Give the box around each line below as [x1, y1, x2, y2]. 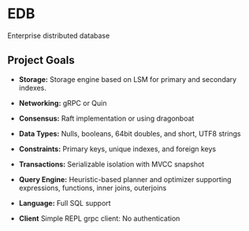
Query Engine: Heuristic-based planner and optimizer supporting [18, 174, 232, 184]
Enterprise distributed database [7, 31, 110, 40]
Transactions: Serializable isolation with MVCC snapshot [18, 159, 205, 169]
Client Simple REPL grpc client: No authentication [18, 214, 180, 223]
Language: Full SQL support [18, 198, 111, 207]
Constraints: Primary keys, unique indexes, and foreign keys [18, 143, 217, 154]
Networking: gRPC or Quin [18, 98, 107, 107]
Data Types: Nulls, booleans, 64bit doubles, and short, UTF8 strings [18, 129, 241, 138]
